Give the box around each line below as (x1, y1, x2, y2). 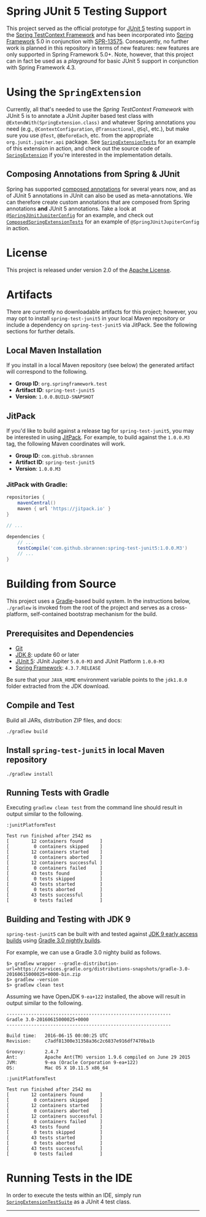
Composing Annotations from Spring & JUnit (6, 169, 180, 179)
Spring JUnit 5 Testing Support (6, 4, 167, 18)
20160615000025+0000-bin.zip (6, 972, 81, 978)
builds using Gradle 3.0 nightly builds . (6, 937, 102, 945)
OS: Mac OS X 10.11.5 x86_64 (6, 1065, 109, 1072)
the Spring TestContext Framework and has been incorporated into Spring (6, 31, 194, 38)
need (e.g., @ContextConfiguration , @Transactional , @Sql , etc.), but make (6, 125, 189, 133)
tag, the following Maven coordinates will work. (6, 440, 126, 447)
